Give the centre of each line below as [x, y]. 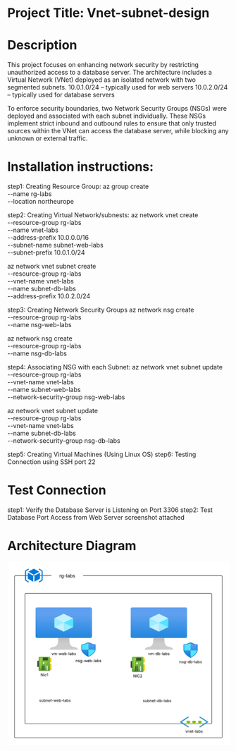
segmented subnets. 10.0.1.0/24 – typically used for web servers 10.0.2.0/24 [118, 87]
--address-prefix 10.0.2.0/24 [49, 296]
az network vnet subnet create [52, 267]
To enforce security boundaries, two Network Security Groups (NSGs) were [117, 109]
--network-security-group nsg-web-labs [66, 397]
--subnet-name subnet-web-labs [55, 245]
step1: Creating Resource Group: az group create [78, 187]
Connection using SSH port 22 [52, 462]
